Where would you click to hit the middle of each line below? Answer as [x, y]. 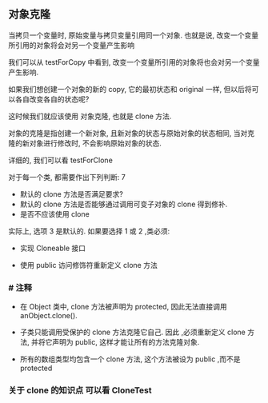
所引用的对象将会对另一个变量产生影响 [71, 45]
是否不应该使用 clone [54, 213]
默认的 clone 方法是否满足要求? [72, 194]
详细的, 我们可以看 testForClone [61, 160]
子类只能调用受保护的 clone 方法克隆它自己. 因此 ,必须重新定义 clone [132, 332]
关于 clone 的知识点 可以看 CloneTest [80, 390]
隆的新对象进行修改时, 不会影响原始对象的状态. [85, 143]
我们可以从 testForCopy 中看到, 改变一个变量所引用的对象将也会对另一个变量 [134, 62]
